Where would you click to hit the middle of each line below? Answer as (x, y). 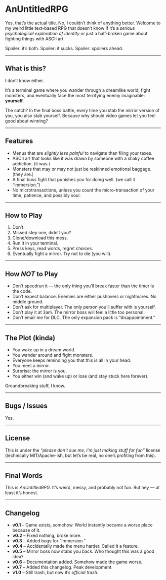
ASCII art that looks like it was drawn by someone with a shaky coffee (83, 158)
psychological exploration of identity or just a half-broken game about (76, 33)
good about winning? (27, 121)
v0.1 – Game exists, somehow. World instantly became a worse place (83, 525)
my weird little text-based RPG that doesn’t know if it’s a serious (70, 28)
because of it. (26, 530)
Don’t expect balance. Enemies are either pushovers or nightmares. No (84, 297)
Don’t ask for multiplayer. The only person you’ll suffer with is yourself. (84, 307)
